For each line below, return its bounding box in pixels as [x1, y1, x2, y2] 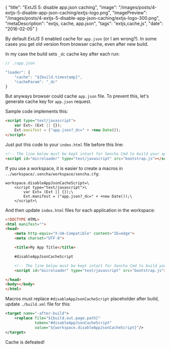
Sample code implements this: [5, 109, 68, 115]
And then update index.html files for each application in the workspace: [5, 207, 155, 213]
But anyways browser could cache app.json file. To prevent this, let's [5, 93, 149, 99]
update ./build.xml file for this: [5, 301, 71, 307]
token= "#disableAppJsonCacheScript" [34, 320, 112, 325]
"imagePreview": [112, 10, 148, 16]
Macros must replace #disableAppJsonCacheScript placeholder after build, [5, 296, 159, 302]
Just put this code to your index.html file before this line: [5, 142, 124, 148]
